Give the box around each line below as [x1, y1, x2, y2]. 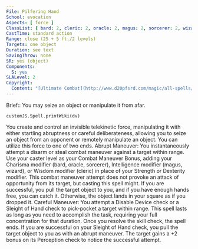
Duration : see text [6, 47, 54, 53]
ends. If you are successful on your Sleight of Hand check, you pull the [6, 224, 179, 231]
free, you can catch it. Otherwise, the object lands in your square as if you [6, 192, 186, 199]
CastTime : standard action [6, 31, 72, 37]
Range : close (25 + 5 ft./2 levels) [6, 36, 96, 42]
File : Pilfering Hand [6, 8, 60, 15]
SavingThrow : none [6, 53, 51, 58]
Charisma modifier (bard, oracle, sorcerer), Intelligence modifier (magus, [6, 160, 183, 168]
